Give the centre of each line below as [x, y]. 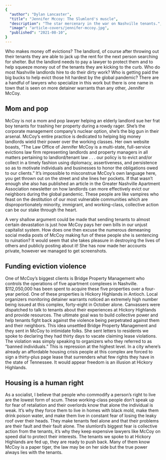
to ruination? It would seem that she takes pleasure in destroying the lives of [83, 240]
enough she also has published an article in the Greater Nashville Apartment [83, 184]
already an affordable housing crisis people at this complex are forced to [79, 351]
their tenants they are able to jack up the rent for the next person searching [82, 56]
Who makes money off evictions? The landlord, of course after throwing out [82, 51]
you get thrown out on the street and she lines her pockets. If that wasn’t [79, 178]
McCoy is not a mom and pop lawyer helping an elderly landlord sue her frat [83, 120]
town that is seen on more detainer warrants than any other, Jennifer [75, 88]
